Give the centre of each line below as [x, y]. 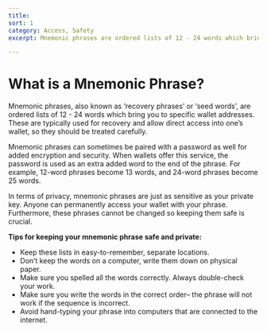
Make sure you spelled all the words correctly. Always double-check [132, 278]
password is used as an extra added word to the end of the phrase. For [124, 164]
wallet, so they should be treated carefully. [78, 131]
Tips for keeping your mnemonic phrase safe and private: [105, 237]
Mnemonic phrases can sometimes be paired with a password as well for [128, 147]
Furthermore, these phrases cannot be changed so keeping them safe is [126, 213]
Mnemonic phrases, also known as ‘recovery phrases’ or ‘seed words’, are [130, 106]
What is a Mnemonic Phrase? [106, 84]
